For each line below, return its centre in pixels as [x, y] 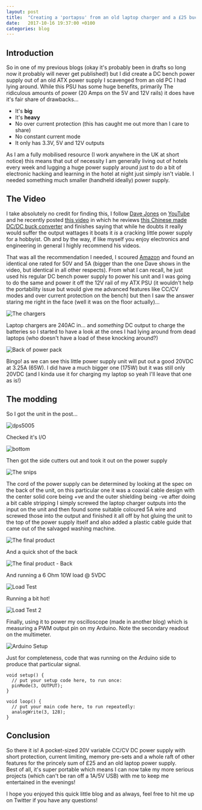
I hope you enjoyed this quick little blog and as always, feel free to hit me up [100, 794]
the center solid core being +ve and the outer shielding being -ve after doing [101, 496]
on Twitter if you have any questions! [52, 800]
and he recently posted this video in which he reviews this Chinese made [97, 219]
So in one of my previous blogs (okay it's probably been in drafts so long [96, 67]
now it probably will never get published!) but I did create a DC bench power [101, 74]
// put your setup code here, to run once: [67, 680]
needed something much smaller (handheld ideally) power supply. [88, 180]
